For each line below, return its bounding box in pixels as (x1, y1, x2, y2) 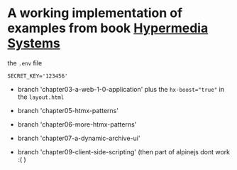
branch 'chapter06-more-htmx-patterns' (17, 119, 137, 129)
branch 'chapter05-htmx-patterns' (17, 106, 119, 115)
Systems (7, 36, 60, 51)
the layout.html (17, 92, 65, 101)
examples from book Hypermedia (7, 20, 209, 36)
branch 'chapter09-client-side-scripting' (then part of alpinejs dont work (17, 147, 231, 156)
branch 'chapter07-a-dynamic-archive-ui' (17, 134, 140, 142)
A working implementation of (7, 5, 183, 21)
